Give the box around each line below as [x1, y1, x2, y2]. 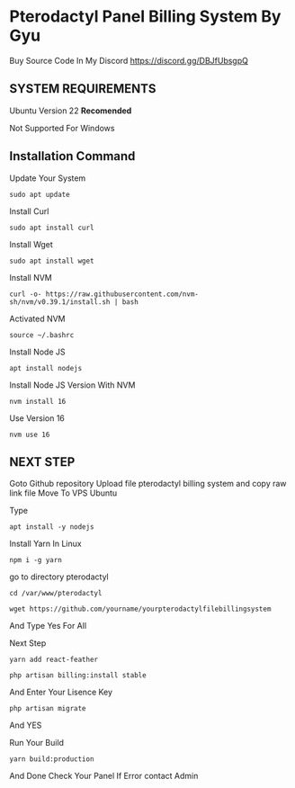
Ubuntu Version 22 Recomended [9, 105, 132, 116]
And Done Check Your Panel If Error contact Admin [9, 771, 199, 782]
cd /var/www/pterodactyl [9, 589, 103, 598]
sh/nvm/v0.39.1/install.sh [9, 297, 111, 307]
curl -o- [9, 290, 42, 299]
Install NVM [9, 272, 52, 282]
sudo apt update [9, 190, 70, 199]
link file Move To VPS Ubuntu [9, 488, 118, 498]
